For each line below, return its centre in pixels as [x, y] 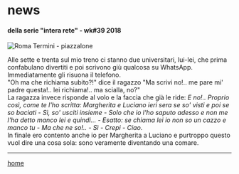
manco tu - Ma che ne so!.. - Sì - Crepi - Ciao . [75, 128]
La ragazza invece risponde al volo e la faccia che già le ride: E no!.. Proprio [118, 97]
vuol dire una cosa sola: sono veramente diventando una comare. [103, 143]
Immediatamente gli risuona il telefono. [64, 75]
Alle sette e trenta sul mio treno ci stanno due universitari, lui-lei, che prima [117, 60]
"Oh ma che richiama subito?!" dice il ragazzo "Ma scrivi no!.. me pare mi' [116, 82]
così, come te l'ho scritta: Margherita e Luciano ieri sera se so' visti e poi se [118, 105]
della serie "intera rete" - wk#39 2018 [64, 30]
